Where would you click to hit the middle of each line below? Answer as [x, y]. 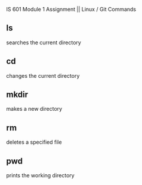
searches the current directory [44, 43]
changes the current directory [43, 75]
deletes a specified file [34, 142]
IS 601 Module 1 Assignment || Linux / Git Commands [71, 9]
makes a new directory [34, 109]
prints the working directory [40, 175]
